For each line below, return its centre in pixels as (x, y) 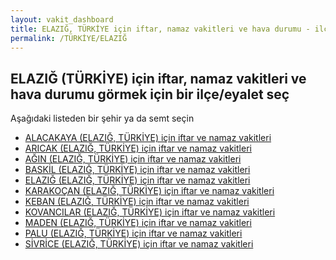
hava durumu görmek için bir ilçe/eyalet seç (150, 94)
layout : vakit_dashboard (62, 19)
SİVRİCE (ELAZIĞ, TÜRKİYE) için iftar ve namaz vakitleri (139, 244)
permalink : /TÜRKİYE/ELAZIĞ (69, 38)
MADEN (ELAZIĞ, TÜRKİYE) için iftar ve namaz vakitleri (138, 223)
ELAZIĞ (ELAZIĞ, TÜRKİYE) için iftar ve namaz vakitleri (137, 180)
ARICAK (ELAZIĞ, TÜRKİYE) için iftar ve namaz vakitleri (138, 148)
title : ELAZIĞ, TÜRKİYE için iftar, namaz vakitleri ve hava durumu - (160, 29)
